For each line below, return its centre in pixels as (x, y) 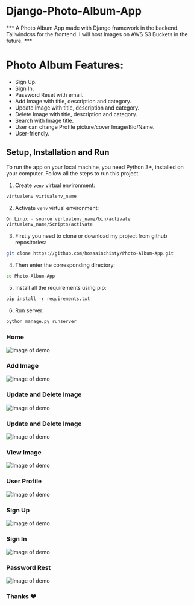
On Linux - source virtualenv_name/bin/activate (68, 219)
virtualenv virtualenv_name (42, 196)
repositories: (30, 243)
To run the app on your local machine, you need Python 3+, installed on (95, 167)
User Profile (24, 481)
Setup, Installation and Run (58, 152)
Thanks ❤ (22, 597)
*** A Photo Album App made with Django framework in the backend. (92, 28)
